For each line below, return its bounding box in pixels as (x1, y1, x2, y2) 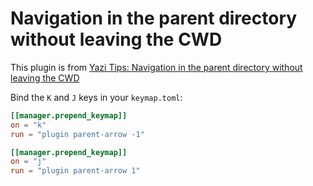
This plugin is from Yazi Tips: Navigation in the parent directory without (10, 61, 303, 73)
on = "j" (10, 157, 47, 167)
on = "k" (10, 120, 47, 130)
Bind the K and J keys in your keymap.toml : (10, 91, 183, 103)
